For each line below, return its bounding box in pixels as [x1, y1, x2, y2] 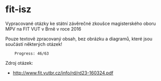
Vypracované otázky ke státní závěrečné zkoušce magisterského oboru [5, 20, 156, 26]
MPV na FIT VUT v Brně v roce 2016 [5, 25, 82, 32]
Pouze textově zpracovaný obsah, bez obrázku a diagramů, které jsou [5, 36, 152, 42]
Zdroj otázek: [5, 60, 33, 66]
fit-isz [5, 4, 32, 15]
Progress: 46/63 [14, 51, 50, 56]
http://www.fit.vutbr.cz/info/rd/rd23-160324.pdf [12, 70, 113, 76]
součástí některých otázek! [5, 41, 62, 47]
